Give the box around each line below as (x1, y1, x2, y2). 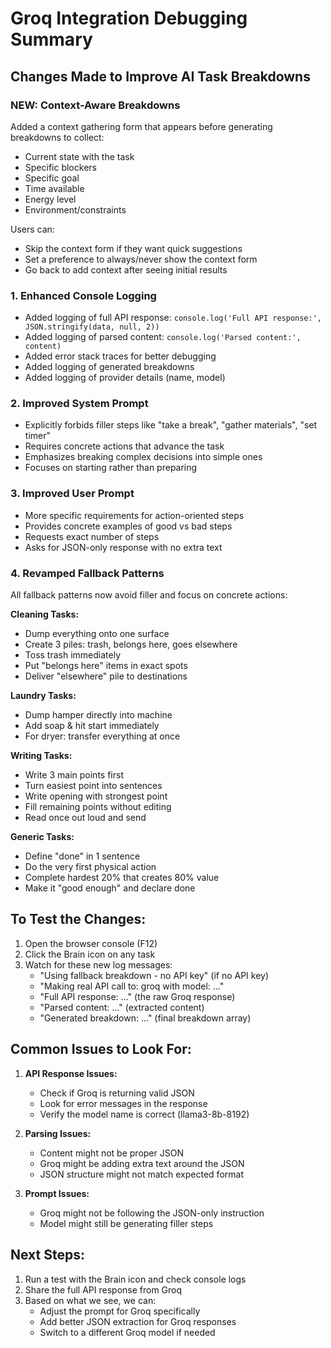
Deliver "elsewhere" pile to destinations (24, 670, 188, 682)
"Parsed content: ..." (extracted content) (39, 1001, 205, 1013)
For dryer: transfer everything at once (24, 730, 181, 742)
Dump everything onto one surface (24, 628, 170, 640)
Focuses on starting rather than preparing (24, 462, 198, 474)
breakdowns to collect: (10, 131, 105, 143)
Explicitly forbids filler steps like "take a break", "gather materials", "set (24, 419, 318, 431)
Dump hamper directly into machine (24, 709, 173, 721)
